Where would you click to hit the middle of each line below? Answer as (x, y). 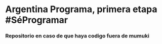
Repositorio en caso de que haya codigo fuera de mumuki (77, 36)
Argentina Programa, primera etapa (81, 9)
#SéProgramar (37, 20)
